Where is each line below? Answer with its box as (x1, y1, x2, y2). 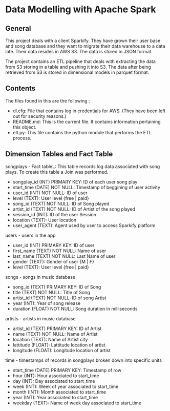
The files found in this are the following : (5, 97, 90, 104)
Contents (5, 84, 36, 93)
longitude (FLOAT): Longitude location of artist (12, 347, 111, 353)
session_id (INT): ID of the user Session (12, 211, 96, 217)
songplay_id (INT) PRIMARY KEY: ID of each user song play (12, 178, 138, 185)
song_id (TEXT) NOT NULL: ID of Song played (12, 200, 110, 207)
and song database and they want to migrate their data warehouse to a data (5, 43, 165, 49)
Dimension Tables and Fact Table (5, 150, 113, 158)
